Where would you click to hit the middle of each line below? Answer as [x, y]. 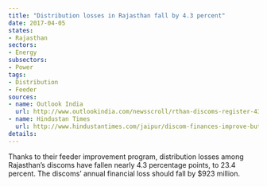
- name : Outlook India [46, 104]
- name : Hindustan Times [49, 119]
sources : [23, 97]
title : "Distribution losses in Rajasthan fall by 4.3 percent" [117, 15]
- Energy [23, 52]
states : [21, 30]
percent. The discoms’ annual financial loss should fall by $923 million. [124, 173]
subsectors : [28, 60]
